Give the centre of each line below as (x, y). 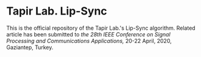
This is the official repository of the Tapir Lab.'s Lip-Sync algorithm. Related (101, 28)
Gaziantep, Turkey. (30, 47)
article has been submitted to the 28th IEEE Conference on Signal (88, 34)
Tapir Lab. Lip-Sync (57, 11)
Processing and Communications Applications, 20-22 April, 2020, (89, 41)
